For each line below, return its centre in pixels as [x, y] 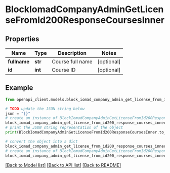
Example [19, 88]
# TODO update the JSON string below [45, 109]
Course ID [64, 70]
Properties [22, 39]
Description [72, 53]
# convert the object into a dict [42, 141]
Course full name [72, 62]
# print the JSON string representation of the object [64, 128]
